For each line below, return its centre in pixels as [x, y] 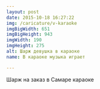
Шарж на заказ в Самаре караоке [50, 79]
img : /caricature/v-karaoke [42, 23]
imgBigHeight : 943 [29, 35]
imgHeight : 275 [25, 46]
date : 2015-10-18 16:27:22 [40, 18]
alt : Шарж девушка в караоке [43, 51]
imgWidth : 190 [24, 40]
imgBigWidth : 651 [28, 29]
